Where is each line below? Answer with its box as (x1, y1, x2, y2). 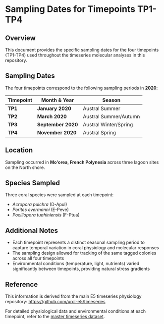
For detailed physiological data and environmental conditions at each (5, 308, 146, 314)
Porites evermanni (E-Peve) (12, 207, 69, 213)
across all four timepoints (12, 255, 64, 261)
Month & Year (41, 97, 74, 104)
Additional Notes (5, 226, 58, 235)
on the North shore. (5, 164, 46, 170)
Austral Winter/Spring (82, 121, 133, 128)
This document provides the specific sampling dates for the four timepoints (5, 47, 159, 53)
